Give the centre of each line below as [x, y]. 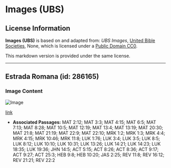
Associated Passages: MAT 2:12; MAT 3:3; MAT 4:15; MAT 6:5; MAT [84, 122]
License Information [38, 28]
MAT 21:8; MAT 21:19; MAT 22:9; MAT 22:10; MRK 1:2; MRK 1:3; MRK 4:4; [89, 133]
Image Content [24, 91]
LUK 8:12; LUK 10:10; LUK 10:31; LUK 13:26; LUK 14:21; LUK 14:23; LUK [87, 143]
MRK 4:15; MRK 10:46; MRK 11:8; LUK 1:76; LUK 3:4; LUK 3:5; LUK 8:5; [86, 138]
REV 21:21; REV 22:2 [34, 160]
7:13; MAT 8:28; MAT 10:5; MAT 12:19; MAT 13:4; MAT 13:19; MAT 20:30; [88, 127]
